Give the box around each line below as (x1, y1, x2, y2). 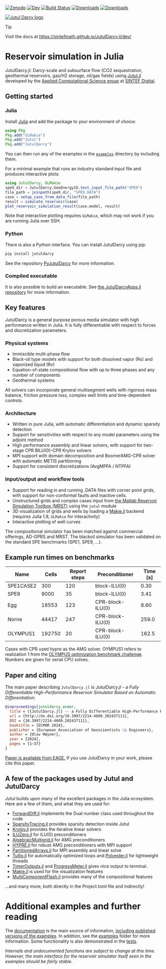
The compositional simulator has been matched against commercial (5, 528, 143, 534)
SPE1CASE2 (7, 582, 37, 589)
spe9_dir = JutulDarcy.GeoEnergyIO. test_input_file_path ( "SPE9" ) (5, 185, 142, 190)
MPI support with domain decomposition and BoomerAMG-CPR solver (12, 453, 156, 459)
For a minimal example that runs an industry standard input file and (5, 166, 141, 172)
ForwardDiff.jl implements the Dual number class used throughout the (12, 810, 154, 816)
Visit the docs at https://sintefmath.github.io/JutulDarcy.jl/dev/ (5, 34, 131, 39)
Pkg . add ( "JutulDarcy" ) (5, 142, 52, 147)
